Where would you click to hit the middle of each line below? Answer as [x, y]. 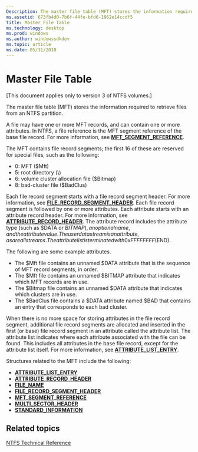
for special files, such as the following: [53, 154]
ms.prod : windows [27, 34]
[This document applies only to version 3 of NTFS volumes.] [79, 95]
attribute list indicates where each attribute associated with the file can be [96, 337]
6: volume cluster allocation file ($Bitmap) [65, 179]
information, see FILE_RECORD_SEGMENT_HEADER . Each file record [90, 202]
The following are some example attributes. [59, 252]
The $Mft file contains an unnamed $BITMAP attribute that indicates [98, 275]
